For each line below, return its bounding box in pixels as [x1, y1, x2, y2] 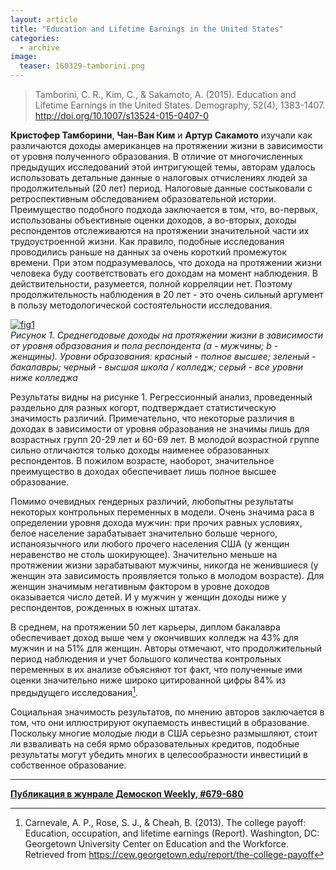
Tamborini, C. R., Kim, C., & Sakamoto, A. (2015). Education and [34, 89, 297, 100]
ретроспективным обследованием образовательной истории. [10, 193, 277, 205]
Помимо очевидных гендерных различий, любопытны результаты [10, 496, 294, 507]
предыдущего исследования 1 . [10, 685, 139, 698]
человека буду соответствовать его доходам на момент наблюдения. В [10, 267, 318, 279]
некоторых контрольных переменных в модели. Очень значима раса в [10, 506, 315, 518]
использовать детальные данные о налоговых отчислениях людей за [10, 172, 308, 183]
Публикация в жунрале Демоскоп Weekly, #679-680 [10, 787, 244, 800]
